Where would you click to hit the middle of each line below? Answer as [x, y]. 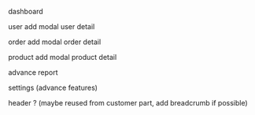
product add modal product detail [63, 57]
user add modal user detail [52, 26]
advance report [33, 72]
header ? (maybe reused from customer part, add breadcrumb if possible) [128, 103]
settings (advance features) [53, 87]
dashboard [26, 11]
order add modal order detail [55, 42]
